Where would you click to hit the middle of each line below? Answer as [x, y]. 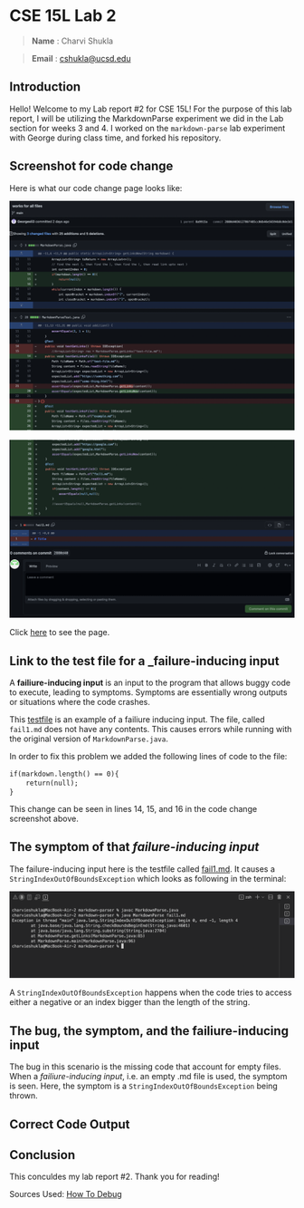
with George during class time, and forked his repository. [115, 138]
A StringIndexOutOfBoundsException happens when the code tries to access [151, 992]
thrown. [24, 1096]
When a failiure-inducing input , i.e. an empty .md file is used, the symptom [148, 1077]
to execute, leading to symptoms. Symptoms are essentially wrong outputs [148, 692]
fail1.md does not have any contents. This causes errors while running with [151, 729]
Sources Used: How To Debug [66, 1194]
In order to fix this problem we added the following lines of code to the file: [148, 756]
